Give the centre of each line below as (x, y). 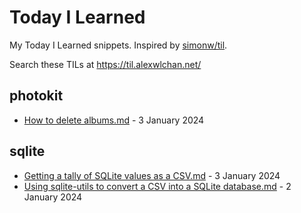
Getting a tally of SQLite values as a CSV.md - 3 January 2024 (152, 175)
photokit (36, 96)
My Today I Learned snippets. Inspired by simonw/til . (118, 45)
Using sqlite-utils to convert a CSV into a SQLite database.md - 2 (157, 186)
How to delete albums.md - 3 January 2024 (114, 120)
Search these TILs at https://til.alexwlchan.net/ (105, 64)
